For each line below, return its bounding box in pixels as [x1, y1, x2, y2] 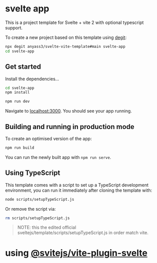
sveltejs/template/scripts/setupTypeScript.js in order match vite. [17, 230, 149, 236]
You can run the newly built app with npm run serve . [5, 154, 111, 160]
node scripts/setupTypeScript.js [5, 197, 75, 202]
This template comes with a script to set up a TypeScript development [5, 182, 149, 188]
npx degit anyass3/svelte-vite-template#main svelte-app [5, 44, 126, 49]
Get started [5, 63, 41, 71]
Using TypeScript [5, 169, 61, 177]
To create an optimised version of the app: [5, 135, 92, 141]
